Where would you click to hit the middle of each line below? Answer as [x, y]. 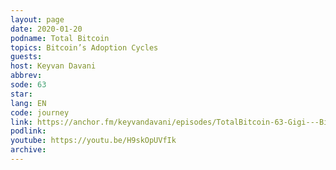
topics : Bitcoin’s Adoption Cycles [84, 47]
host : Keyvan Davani [53, 66]
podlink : [28, 131]
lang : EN [28, 103]
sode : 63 [28, 85]
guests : [26, 57]
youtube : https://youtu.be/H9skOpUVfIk [93, 141]
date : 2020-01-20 [46, 29]
